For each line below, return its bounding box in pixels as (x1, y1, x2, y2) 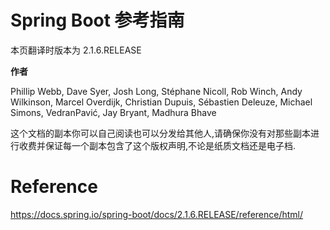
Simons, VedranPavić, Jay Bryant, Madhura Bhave (10, 106, 217, 118)
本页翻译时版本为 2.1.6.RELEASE (10, 44, 142, 56)
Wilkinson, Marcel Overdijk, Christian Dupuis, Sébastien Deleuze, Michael (10, 96, 313, 108)
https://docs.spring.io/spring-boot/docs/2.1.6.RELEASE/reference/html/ (10, 208, 304, 220)
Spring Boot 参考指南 (10, 9, 185, 32)
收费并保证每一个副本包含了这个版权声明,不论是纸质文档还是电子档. (18, 139, 297, 151)
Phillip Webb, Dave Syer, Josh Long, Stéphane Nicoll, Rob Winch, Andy (10, 85, 303, 97)
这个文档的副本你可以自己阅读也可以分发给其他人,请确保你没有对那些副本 (10, 127, 312, 139)
